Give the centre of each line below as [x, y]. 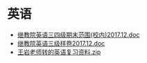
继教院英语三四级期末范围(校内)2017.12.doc [78, 35]
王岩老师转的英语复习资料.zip [59, 52]
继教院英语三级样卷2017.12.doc [61, 43]
